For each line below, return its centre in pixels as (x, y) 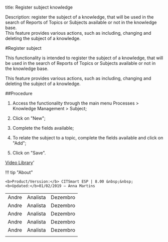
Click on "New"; (29, 118)
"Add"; (19, 143)
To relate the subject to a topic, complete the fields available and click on (88, 138)
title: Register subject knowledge (39, 7)
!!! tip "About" (19, 172)
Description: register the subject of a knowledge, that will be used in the (79, 17)
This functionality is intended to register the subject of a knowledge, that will (84, 58)
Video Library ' (20, 163)
